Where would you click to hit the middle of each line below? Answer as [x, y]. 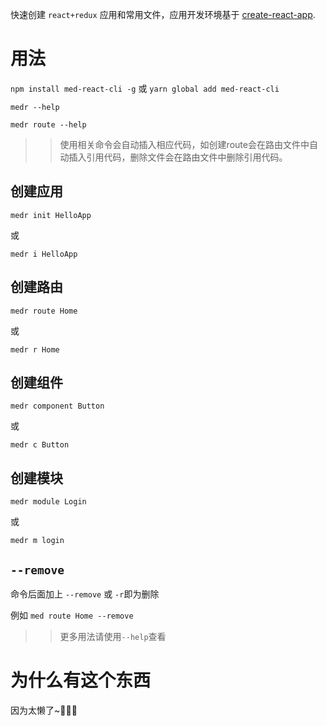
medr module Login [48, 502]
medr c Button [40, 445]
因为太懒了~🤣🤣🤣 [44, 710]
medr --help [35, 107]
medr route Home [44, 311]
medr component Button [57, 406]
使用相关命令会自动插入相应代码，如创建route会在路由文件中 [184, 144]
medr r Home [35, 349]
